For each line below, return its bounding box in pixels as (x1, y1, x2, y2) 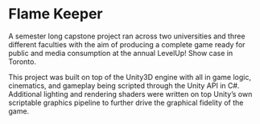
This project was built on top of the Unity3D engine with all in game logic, (8, 72, 252, 82)
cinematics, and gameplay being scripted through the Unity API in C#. (8, 81, 240, 90)
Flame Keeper (8, 5, 103, 23)
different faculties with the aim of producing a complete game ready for (8, 39, 246, 49)
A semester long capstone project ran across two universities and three (8, 31, 246, 41)
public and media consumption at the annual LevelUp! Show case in (8, 48, 233, 58)
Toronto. (8, 57, 36, 66)
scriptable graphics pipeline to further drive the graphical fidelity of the (8, 98, 244, 107)
